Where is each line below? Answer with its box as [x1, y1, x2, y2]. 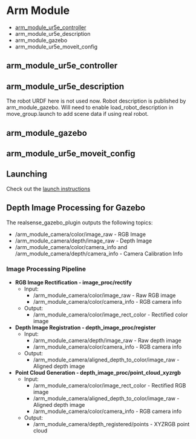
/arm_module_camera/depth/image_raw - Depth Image [15, 237, 152, 244]
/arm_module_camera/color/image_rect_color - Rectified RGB [33, 381, 186, 389]
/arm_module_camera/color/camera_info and [15, 243, 128, 250]
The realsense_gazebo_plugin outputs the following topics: [6, 219, 153, 226]
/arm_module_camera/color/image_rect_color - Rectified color [33, 310, 188, 318]
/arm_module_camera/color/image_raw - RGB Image [15, 230, 146, 238]
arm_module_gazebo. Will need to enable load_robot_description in [6, 104, 174, 111]
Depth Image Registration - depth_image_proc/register [15, 324, 156, 331]
